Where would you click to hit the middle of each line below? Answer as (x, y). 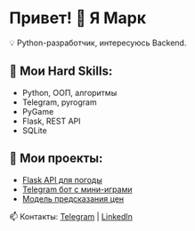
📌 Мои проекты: (56, 159)
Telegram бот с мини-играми (77, 189)
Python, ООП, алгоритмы (69, 92)
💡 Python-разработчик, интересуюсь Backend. (98, 43)
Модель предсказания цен (73, 198)
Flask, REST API (52, 121)
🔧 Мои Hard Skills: (61, 72)
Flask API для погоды (62, 179)
